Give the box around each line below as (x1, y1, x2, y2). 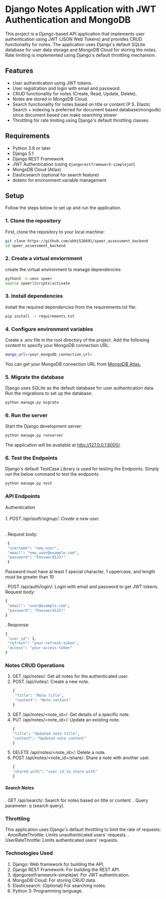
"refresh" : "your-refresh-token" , (7, 641, 79, 646)
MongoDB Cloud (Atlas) (12, 166, 61, 172)
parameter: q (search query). (5, 802, 65, 808)
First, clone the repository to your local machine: (5, 229, 105, 235)
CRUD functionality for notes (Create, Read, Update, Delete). (12, 90, 137, 96)
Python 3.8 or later (12, 145, 51, 151)
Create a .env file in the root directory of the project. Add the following (5, 337, 150, 343)
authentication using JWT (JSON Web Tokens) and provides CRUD (5, 36, 143, 42)
